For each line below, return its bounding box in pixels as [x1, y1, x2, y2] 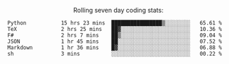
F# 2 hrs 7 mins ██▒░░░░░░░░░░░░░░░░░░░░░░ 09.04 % [7, 32, 222, 39]
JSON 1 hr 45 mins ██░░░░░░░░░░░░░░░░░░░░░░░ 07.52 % [7, 38, 222, 45]
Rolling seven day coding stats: [73, 6, 164, 14]
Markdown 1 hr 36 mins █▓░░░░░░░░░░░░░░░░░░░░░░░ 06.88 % [7, 44, 222, 51]
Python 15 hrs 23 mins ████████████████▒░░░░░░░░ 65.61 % [7, 20, 222, 27]
